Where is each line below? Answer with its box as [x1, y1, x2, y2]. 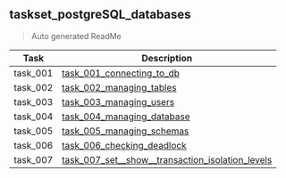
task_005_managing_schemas [61, 125, 189, 137]
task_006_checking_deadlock [61, 139, 187, 151]
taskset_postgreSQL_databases [9, 7, 191, 22]
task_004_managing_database [61, 110, 190, 123]
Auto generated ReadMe [30, 30, 122, 41]
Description [141, 52, 193, 64]
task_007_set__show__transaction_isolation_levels [61, 153, 273, 166]
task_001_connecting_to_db [61, 67, 181, 79]
